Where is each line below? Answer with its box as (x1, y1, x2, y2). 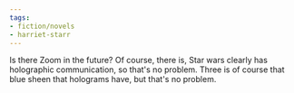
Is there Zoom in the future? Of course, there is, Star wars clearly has (9, 55, 268, 66)
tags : (9, 13, 30, 23)
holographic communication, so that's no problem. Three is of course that (9, 64, 285, 75)
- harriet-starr (9, 30, 71, 39)
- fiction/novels (9, 22, 75, 31)
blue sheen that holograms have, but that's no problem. (9, 74, 217, 85)
